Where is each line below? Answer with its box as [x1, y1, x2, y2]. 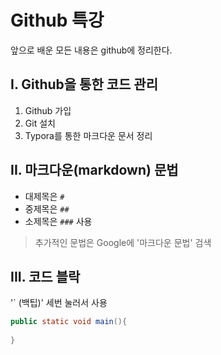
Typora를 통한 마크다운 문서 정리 [24, 129, 153, 141]
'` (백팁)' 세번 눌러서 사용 [10, 297, 108, 309]
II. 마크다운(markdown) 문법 [10, 162, 179, 179]
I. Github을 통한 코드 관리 [10, 76, 158, 93]
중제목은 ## [24, 202, 70, 215]
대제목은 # [24, 190, 65, 202]
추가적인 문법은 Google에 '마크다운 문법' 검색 [34, 236, 212, 248]
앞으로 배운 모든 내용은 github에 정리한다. [10, 44, 173, 56]
